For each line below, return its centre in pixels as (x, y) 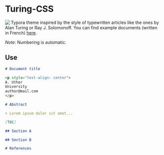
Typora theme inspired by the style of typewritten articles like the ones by (85, 22)
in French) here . (21, 33)
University (16, 87)
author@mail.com (21, 91)
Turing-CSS (29, 9)
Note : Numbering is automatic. (36, 42)
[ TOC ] (10, 122)
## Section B (18, 140)
